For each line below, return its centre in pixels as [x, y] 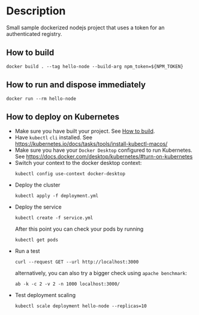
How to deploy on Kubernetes [63, 117]
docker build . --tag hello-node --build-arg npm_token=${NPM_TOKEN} [95, 66]
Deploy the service [38, 207]
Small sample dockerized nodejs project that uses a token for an [85, 27]
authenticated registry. [34, 33]
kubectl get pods [37, 240]
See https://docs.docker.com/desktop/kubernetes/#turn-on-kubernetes [104, 157]
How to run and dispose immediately [76, 85]
